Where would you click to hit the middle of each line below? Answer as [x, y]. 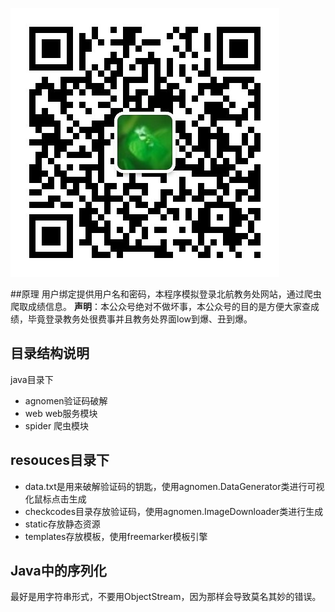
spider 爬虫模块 [57, 425]
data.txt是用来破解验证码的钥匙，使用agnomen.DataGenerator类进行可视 [174, 486]
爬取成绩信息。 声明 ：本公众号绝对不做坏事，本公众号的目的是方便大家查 [160, 306]
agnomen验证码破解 [66, 400]
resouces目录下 [60, 460]
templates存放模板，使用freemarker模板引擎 [116, 536]
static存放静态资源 [62, 524]
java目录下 [32, 379]
